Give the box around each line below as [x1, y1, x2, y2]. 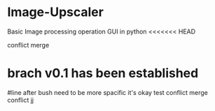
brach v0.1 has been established [7, 66, 199, 81]
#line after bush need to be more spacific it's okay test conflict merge [7, 88, 208, 96]
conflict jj [7, 96, 34, 104]
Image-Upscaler [7, 4, 104, 20]
